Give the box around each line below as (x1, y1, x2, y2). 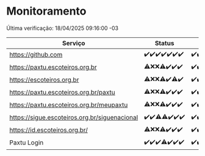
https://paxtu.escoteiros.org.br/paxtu (9, 88, 116, 97)
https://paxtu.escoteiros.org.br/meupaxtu (9, 101, 128, 109)
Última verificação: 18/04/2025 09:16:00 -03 (6, 24, 119, 32)
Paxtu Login (9, 138, 44, 147)
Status (154, 38, 174, 47)
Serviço (62, 38, 85, 47)
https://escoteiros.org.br (9, 76, 79, 84)
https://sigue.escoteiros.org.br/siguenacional (9, 113, 138, 122)
